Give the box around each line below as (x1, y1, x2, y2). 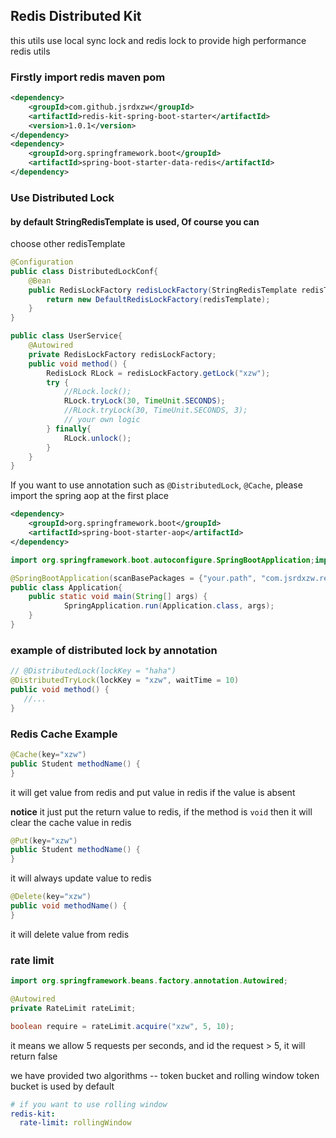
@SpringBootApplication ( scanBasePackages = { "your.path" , (10, 573, 257, 583)
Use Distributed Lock (10, 190, 115, 204)
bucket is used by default (10, 1080, 115, 1092)
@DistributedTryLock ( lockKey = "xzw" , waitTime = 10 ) (10, 675, 240, 686)
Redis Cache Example (10, 727, 118, 741)
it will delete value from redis (10, 928, 130, 940)
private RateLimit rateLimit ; (10, 1003, 137, 1013)
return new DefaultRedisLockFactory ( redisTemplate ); (46, 294, 271, 304)
